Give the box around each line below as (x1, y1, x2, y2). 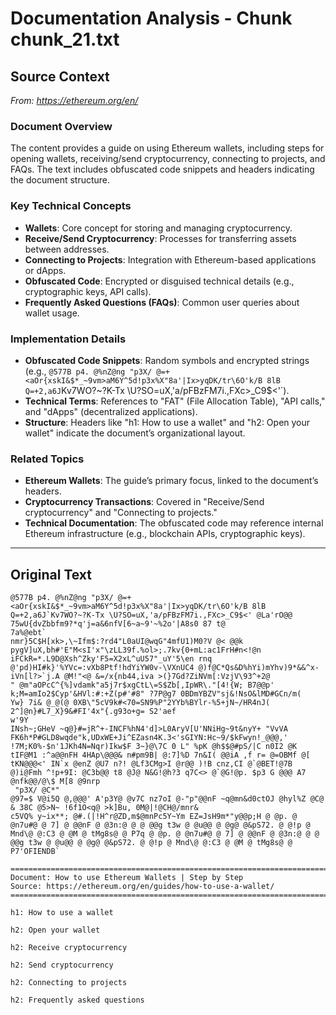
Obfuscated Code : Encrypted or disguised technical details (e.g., (24, 275, 295, 287)
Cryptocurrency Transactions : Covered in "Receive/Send (24, 496, 265, 508)
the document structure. (10, 174, 111, 186)
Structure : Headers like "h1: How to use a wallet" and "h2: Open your (24, 416, 311, 428)
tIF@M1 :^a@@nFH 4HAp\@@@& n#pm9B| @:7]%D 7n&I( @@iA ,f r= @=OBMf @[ (10, 750, 311, 760)
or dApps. (24, 264, 67, 276)
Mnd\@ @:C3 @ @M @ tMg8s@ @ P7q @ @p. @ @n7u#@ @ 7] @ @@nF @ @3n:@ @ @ (10, 829, 320, 839)
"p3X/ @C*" (14, 785, 60, 795)
